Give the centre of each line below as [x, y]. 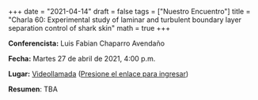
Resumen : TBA [33, 89]
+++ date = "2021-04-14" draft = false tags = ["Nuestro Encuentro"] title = [129, 11]
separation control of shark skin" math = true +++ [89, 28]
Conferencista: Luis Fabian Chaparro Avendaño [86, 43]
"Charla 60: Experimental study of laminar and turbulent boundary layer [125, 20]
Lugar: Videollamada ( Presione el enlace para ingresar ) [99, 74]
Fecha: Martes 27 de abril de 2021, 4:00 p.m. [82, 59]
